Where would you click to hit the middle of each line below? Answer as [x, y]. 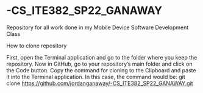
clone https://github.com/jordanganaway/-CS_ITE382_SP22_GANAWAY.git [100, 83]
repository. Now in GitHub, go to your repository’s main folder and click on [99, 64]
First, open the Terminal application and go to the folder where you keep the [102, 57]
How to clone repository [37, 46]
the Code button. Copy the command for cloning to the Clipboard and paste [101, 70]
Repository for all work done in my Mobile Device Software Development [98, 27]
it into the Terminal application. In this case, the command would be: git [96, 77]
